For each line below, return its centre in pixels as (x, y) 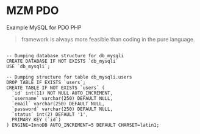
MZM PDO (33, 11)
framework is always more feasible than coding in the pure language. (108, 39)
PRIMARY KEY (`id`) (37, 119)
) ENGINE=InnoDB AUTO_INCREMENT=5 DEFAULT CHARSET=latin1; (83, 125)
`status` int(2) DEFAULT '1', (50, 114)
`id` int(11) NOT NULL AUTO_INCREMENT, (62, 93)
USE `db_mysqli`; (28, 66)
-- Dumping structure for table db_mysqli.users (69, 77)
